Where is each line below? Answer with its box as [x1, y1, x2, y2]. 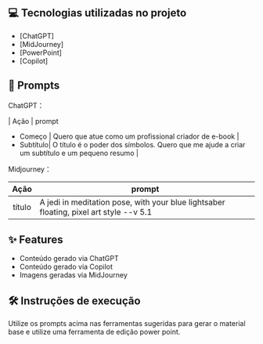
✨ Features [8, 234, 63, 247]
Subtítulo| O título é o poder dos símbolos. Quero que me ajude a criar [19, 139, 246, 149]
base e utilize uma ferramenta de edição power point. [8, 328, 181, 337]
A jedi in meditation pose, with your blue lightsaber [39, 197, 225, 208]
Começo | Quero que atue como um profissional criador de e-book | [19, 132, 240, 141]
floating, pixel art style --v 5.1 [39, 206, 153, 217]
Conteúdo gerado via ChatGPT [19, 254, 119, 263]
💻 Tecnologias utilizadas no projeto [8, 6, 187, 20]
